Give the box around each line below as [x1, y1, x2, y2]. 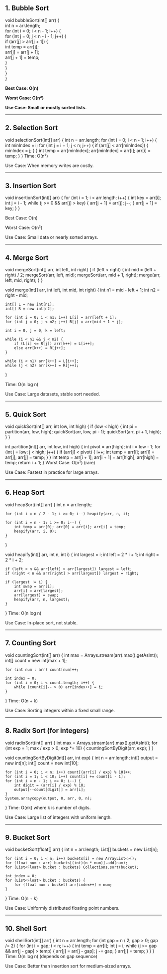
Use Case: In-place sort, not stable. [5, 619, 78, 625]
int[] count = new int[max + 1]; [5, 657, 67, 663]
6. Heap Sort [5, 488, 45, 497]
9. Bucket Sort [5, 833, 50, 842]
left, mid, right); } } [5, 277, 43, 283]
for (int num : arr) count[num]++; [5, 667, 79, 672]
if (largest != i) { [5, 580, 48, 584]
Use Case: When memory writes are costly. [5, 162, 94, 169]
